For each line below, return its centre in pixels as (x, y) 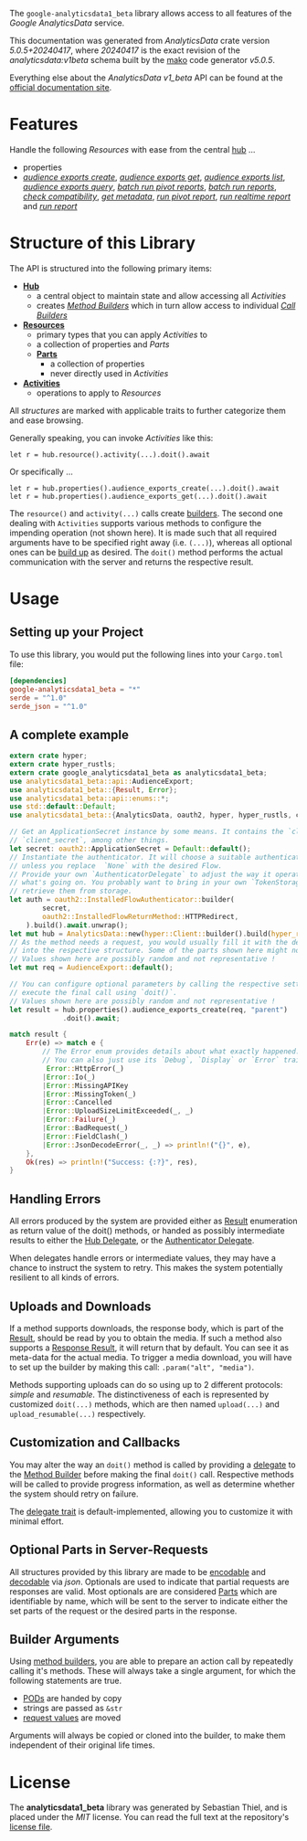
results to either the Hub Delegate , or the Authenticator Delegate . (132, 1241)
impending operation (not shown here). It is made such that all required (143, 533)
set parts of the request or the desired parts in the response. (123, 1611)
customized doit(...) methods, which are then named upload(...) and (145, 1404)
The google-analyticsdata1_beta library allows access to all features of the (151, 13)
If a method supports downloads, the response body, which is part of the (147, 1328)
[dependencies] (38, 681)
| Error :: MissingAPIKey (85, 1085)
